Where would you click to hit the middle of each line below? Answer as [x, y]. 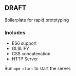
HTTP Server [25, 59]
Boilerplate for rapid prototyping [37, 20]
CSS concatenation [31, 54]
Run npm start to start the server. [38, 69]
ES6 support [24, 43]
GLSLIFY [20, 49]
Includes [15, 32]
